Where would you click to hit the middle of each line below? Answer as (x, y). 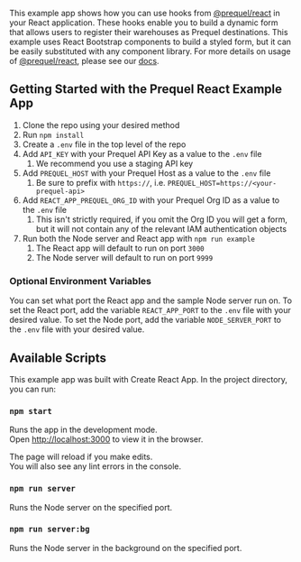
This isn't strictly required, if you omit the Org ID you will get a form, (162, 219)
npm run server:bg (50, 530)
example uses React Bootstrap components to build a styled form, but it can (150, 41)
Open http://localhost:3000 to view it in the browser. (106, 439)
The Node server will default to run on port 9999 (124, 257)
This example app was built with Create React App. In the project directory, (149, 379)
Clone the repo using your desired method (101, 124)
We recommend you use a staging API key (114, 163)
